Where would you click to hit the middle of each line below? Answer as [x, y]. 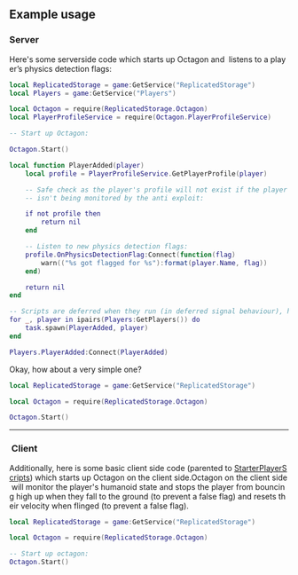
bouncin [270, 486]
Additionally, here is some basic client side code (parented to [121, 468]
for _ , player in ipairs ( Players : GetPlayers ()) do [105, 320]
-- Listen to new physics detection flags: [107, 247]
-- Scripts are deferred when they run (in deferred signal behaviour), [146, 311]
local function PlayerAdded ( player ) [77, 165]
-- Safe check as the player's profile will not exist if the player [157, 190]
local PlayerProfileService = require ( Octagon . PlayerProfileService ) [141, 118]
